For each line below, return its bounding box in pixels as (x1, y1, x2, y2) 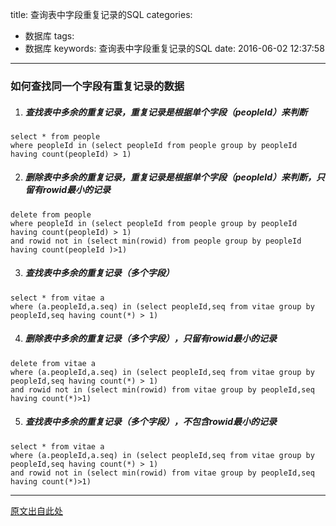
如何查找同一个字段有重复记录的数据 (10, 79, 185, 93)
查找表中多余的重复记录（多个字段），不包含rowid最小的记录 (24, 416, 278, 428)
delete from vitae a (10, 358, 97, 368)
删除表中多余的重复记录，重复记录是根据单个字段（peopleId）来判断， (24, 171, 317, 183)
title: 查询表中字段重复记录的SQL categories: (10, 9, 193, 20)
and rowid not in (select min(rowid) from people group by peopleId (10, 236, 302, 246)
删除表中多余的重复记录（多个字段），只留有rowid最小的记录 (24, 333, 278, 345)
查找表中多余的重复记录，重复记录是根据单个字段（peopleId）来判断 (24, 106, 308, 118)
